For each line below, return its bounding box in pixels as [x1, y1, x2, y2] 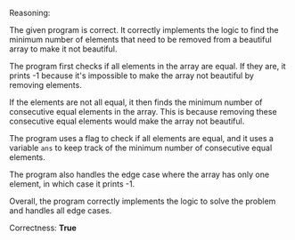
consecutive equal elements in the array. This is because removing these [9, 107, 278, 116]
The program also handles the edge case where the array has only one [9, 169, 270, 180]
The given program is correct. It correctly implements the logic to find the [9, 25, 279, 35]
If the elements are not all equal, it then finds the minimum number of [9, 97, 263, 108]
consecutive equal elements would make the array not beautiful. [9, 116, 245, 126]
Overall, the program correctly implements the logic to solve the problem [9, 196, 276, 206]
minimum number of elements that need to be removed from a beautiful [9, 35, 272, 44]
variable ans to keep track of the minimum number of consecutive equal [9, 142, 273, 153]
